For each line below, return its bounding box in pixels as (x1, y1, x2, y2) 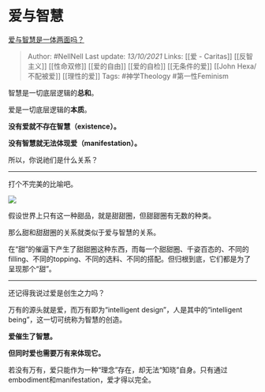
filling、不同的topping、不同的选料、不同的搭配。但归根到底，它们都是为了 (8, 254, 251, 263)
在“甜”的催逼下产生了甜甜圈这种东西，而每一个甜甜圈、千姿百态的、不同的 (8, 244, 250, 253)
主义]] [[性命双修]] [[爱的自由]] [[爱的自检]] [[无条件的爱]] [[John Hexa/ (27, 61, 257, 71)
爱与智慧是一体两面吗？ (8, 35, 84, 44)
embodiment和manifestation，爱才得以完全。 (8, 375, 155, 384)
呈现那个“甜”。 (8, 263, 57, 273)
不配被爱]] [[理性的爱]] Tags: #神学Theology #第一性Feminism (27, 71, 229, 80)
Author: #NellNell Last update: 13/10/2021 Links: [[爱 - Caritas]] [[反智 (27, 51, 254, 61)
